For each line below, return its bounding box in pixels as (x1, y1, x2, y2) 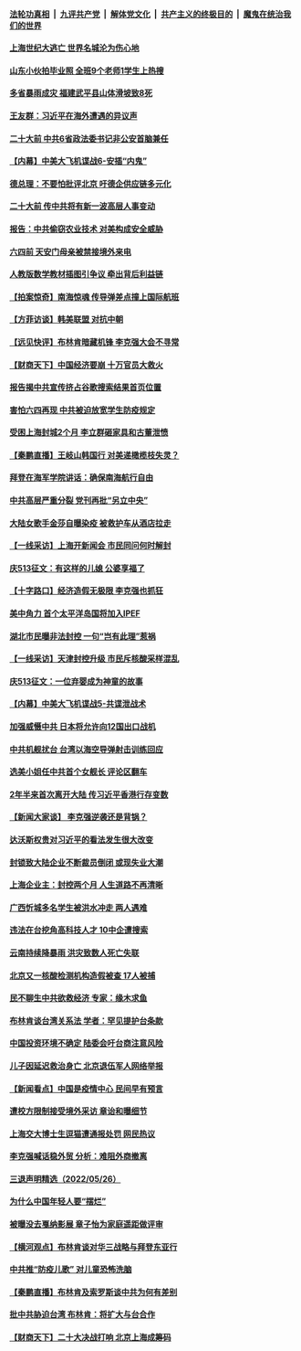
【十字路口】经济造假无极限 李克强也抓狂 (9, 585, 164, 596)
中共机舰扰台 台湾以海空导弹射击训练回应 (9, 743, 164, 754)
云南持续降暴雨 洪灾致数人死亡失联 (9, 947, 140, 958)
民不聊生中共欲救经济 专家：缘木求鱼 (9, 993, 148, 1004)
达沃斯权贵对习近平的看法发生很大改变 (9, 834, 153, 845)
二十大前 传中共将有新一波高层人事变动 (9, 201, 156, 212)
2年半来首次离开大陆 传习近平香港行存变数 (9, 789, 169, 800)
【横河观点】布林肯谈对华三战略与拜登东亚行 (9, 1241, 178, 1252)
